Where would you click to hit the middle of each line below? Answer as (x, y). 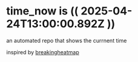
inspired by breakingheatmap (43, 52)
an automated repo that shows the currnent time (67, 40)
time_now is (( (42, 11)
